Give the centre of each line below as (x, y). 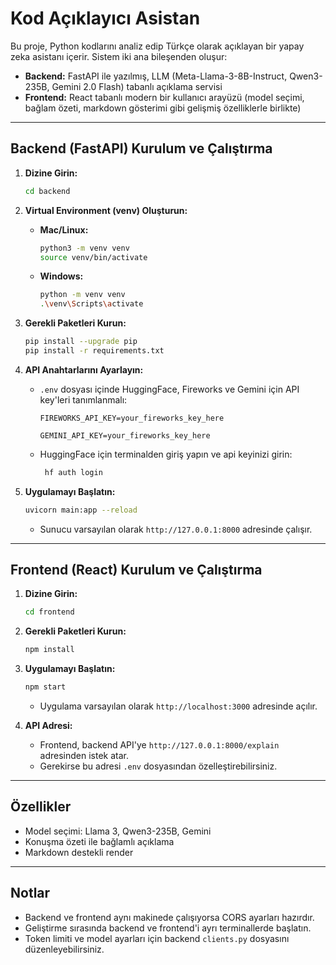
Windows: (61, 276)
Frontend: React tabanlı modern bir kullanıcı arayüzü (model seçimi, (164, 97)
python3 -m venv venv (84, 248)
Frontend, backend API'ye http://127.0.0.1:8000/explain (159, 745)
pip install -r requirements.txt (94, 351)
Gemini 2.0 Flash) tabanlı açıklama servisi (137, 86)
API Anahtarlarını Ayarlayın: (84, 369)
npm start (45, 687)
